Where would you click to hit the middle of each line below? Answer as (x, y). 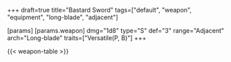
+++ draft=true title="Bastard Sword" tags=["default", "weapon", (100, 10)
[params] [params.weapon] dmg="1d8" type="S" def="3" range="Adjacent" (116, 31)
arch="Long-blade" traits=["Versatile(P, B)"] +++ (77, 38)
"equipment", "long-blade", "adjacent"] (63, 17)
